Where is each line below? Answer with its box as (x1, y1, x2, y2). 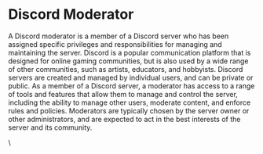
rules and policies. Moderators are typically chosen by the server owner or (8, 106, 250, 115)
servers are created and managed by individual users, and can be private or (8, 73, 254, 82)
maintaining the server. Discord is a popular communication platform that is (8, 48, 251, 57)
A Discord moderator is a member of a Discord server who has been (8, 31, 229, 41)
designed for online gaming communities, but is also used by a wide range (8, 56, 249, 66)
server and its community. (8, 123, 93, 132)
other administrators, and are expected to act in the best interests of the (8, 114, 241, 124)
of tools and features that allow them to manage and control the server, (8, 89, 238, 98)
